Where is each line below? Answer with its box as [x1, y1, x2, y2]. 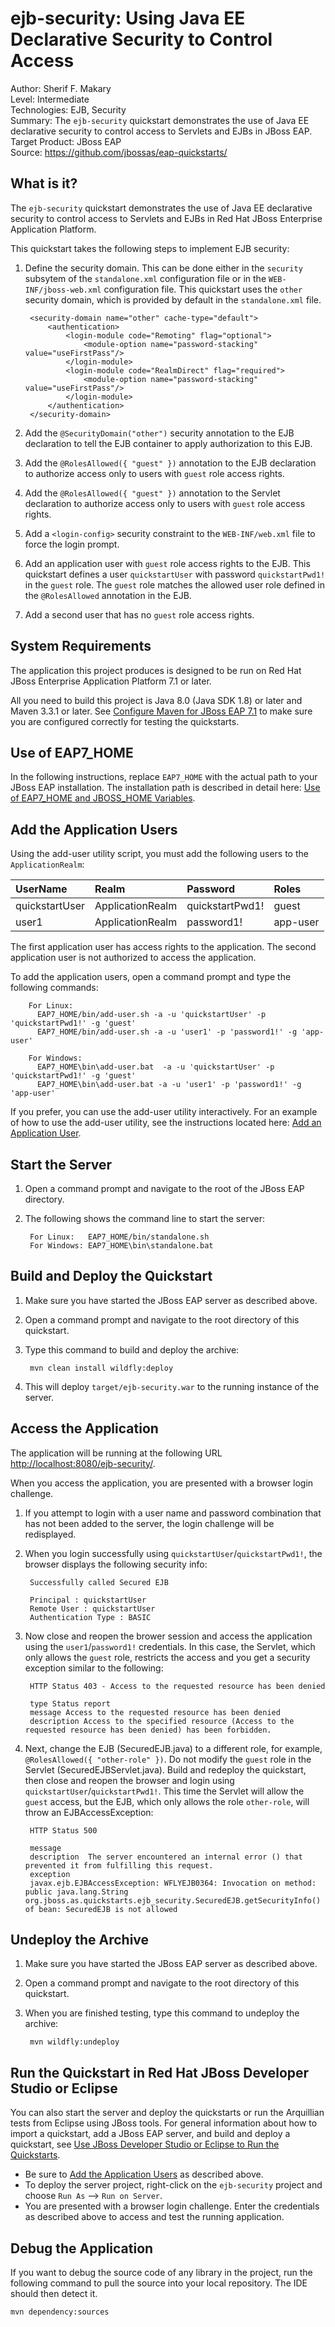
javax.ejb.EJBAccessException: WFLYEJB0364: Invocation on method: [29, 1878, 317, 1888]
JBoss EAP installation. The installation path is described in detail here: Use [10, 782, 321, 794]
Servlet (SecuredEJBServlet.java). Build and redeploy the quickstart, [24, 1763, 307, 1776]
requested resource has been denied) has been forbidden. [24, 1725, 272, 1735]
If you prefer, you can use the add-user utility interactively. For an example [10, 1106, 318, 1118]
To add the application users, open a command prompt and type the [10, 971, 292, 983]
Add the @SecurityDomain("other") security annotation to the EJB [24, 427, 295, 439]
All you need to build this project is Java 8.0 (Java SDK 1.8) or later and [10, 694, 303, 706]
